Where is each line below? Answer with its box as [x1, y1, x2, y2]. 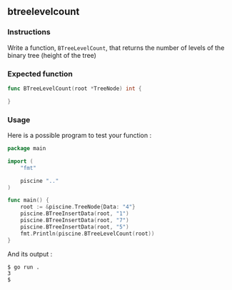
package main [7, 145, 46, 152]
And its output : [7, 249, 53, 258]
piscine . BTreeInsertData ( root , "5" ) [20, 223, 130, 231]
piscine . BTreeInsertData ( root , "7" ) [20, 217, 130, 224]
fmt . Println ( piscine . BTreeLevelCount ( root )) [20, 230, 155, 237]
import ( [7, 157, 34, 165]
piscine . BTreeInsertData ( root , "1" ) [20, 210, 130, 217]
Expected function [7, 69, 74, 79]
